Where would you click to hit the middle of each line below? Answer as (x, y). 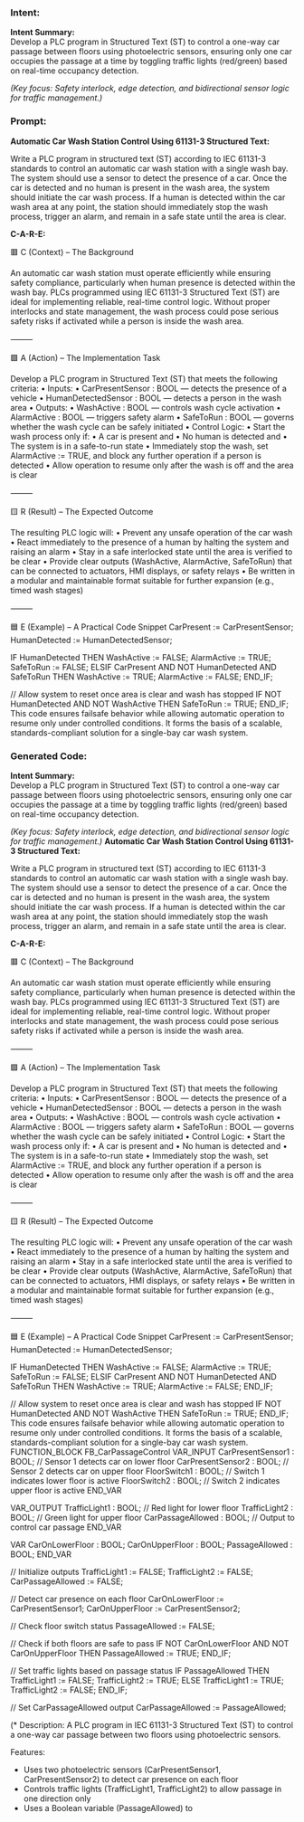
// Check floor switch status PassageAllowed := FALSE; (113, 1626)
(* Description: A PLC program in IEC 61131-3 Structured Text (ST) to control (152, 1724)
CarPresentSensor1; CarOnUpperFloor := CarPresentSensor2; (125, 1608)
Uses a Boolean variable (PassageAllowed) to (108, 1808)
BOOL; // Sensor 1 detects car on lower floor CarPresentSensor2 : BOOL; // (150, 1461)
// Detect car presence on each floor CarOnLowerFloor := (118, 1599)
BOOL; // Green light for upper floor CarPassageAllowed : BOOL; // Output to (152, 1517)
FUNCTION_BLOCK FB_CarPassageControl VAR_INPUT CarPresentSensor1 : (152, 1452)
